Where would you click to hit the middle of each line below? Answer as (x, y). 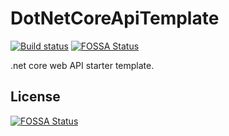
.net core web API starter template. (82, 65)
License (35, 97)
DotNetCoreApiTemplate (115, 18)
